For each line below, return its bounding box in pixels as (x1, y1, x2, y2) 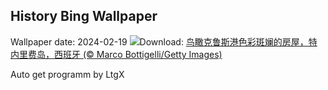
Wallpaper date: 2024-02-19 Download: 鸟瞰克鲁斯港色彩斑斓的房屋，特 (10, 35, 318, 48)
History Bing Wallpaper (10, 8, 158, 25)
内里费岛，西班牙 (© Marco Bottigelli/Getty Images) (10, 48, 223, 60)
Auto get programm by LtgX (10, 68, 125, 80)
